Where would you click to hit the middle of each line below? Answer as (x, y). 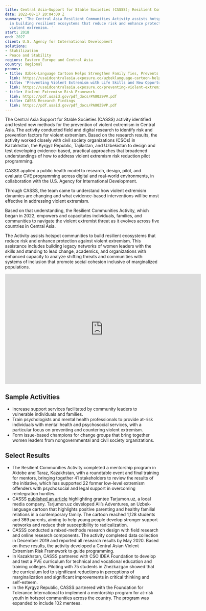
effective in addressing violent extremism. (47, 201)
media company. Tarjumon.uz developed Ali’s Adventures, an (74, 504)
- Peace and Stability (28, 55)
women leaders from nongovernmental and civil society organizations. (83, 440)
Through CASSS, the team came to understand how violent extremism (76, 190)
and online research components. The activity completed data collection (85, 535)
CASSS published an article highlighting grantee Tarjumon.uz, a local (81, 499)
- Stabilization (22, 51)
